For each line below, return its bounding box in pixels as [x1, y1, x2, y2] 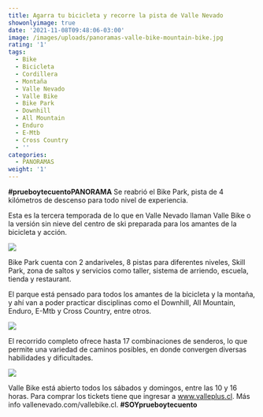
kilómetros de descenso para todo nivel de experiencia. [8, 195, 189, 205]
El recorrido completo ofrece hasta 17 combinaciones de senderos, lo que [8, 337, 248, 345]
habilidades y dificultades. [8, 353, 94, 363]
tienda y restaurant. [8, 274, 72, 284]
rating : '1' [8, 41, 47, 49]
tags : [8, 48, 26, 56]
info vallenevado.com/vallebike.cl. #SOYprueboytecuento [8, 400, 198, 409]
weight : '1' [8, 166, 47, 173]
